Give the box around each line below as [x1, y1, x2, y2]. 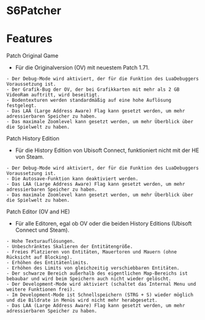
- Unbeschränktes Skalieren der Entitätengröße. [6, 243, 133, 250]
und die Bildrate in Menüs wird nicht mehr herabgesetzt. [6, 297, 158, 303]
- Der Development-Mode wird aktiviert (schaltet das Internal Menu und [6, 281, 196, 288]
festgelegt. [6, 102, 37, 109]
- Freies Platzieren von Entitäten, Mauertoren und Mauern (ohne [6, 249, 177, 255]
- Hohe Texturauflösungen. [6, 238, 75, 245]
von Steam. [15, 153, 44, 161]
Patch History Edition [6, 135, 60, 142]
